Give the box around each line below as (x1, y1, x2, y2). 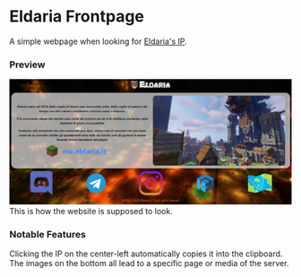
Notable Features (9, 229, 87, 241)
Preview (9, 58, 46, 71)
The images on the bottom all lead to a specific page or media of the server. (9, 258, 289, 269)
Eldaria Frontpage (9, 6, 145, 27)
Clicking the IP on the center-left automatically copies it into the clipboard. (9, 248, 283, 259)
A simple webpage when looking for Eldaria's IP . (9, 36, 188, 47)
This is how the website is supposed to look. (9, 206, 173, 217)
